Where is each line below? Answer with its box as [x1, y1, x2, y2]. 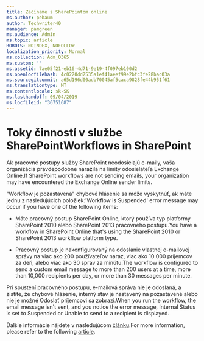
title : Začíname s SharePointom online [6, 9, 108, 15]
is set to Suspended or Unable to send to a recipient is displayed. [6, 309, 169, 317]
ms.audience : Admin [6, 32, 56, 38]
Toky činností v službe [6, 125, 123, 139]
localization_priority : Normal [6, 49, 86, 55]
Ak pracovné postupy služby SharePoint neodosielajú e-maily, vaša [6, 159, 175, 166]
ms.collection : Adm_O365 [6, 54, 69, 60]
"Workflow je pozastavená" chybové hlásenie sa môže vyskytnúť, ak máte [6, 190, 192, 197]
